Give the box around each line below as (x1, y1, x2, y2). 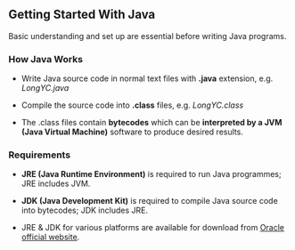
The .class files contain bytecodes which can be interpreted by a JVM (20, 117, 283, 128)
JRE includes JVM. (20, 178, 91, 190)
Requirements (8, 149, 71, 161)
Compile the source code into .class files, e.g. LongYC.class (20, 100, 244, 110)
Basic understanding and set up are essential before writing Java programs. (8, 30, 287, 41)
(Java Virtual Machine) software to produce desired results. (20, 126, 244, 137)
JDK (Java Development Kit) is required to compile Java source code (20, 196, 278, 206)
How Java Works (8, 52, 84, 65)
